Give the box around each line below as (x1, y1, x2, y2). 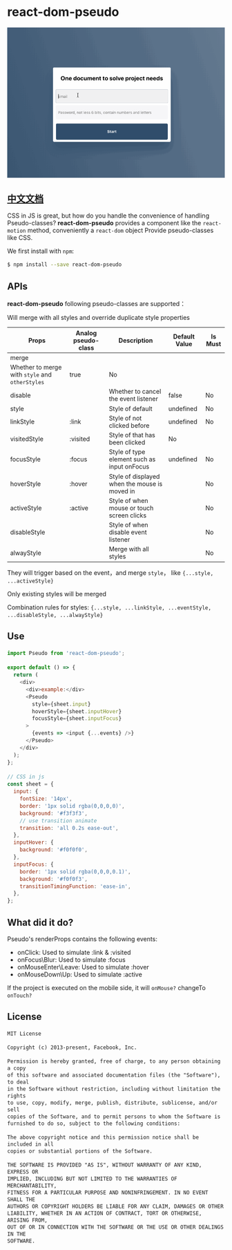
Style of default (108, 404, 153, 413)
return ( (13, 672, 39, 679)
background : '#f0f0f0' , (19, 846, 88, 853)
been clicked (108, 438, 146, 446)
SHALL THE (7, 1196, 36, 1203)
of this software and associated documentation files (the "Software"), (7, 1072, 221, 1079)
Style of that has (108, 431, 155, 439)
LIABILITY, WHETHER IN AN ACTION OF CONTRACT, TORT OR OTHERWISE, (7, 1210, 202, 1217)
